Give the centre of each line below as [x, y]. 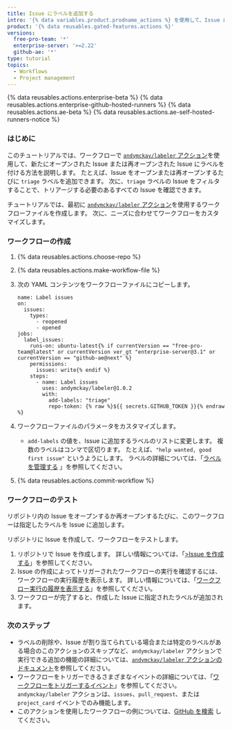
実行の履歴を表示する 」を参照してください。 [93, 589]
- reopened [51, 321]
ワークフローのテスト [42, 500]
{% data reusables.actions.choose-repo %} [79, 256]
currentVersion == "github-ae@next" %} [75, 358]
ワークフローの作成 [39, 241]
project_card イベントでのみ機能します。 [76, 702]
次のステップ [29, 626]
